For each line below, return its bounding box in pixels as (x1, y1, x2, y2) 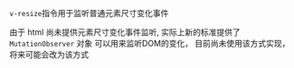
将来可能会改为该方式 (9, 49, 89, 60)
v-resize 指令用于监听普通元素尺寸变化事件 (9, 8, 169, 18)
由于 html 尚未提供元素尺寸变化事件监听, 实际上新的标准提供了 (9, 27, 242, 38)
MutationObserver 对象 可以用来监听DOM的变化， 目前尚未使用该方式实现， (9, 38, 290, 48)
